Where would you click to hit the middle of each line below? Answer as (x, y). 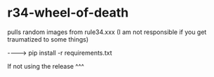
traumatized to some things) (48, 39)
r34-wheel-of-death (68, 13)
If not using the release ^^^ (46, 66)
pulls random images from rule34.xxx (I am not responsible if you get (107, 32)
